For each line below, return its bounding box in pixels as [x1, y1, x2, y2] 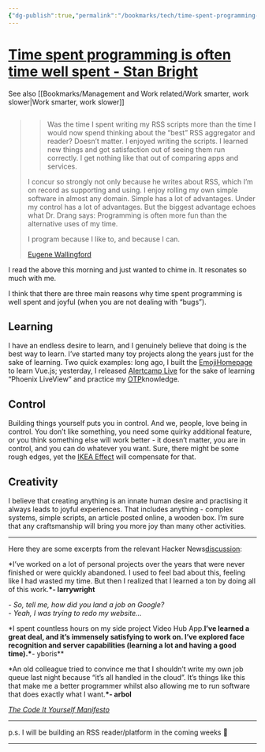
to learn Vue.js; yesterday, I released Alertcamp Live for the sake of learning [8, 366, 255, 376]
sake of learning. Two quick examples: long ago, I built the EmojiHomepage [8, 358, 253, 367]
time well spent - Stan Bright [8, 63, 199, 80]
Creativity [8, 475, 58, 488]
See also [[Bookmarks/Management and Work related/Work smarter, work [8, 89, 249, 98]
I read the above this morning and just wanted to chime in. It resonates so [8, 264, 247, 274]
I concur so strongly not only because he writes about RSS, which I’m [27, 177, 254, 186]
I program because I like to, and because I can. [27, 234, 180, 244]
